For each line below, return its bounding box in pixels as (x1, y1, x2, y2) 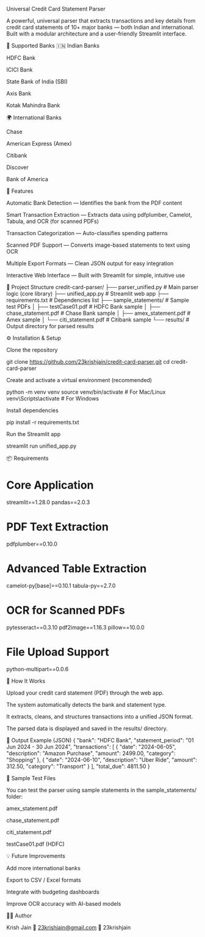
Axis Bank (6, 90, 32, 97)
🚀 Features (6, 187, 34, 195)
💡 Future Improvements (6, 852, 65, 859)
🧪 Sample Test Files (6, 774, 56, 781)
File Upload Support (6, 645, 110, 659)
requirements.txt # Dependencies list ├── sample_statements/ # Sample (6, 296, 189, 304)
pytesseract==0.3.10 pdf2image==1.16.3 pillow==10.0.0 (6, 623, 145, 631)
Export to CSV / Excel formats (6, 876, 81, 884)
